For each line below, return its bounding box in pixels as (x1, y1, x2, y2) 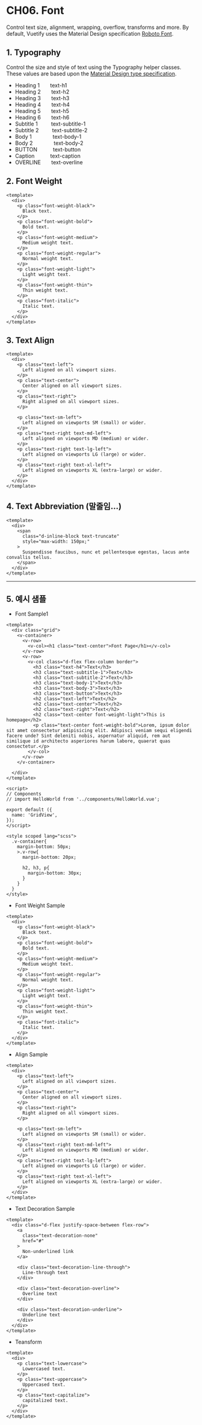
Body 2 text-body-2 (14, 139, 84, 147)
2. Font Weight (6, 176, 63, 186)
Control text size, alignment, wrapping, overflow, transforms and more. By (6, 24, 189, 31)
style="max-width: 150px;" (22, 538, 90, 545)
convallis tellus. (6, 555, 52, 561)
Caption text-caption (14, 152, 81, 159)
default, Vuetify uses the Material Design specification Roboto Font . (6, 30, 174, 37)
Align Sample (14, 1051, 48, 1058)
